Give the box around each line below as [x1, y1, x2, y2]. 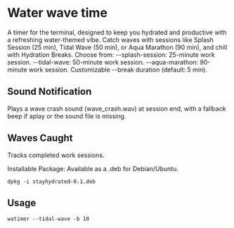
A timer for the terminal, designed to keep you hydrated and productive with [7, 28, 227, 36]
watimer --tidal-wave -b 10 [7, 215, 90, 222]
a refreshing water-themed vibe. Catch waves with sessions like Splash [7, 35, 214, 43]
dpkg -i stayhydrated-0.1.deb [7, 177, 96, 185]
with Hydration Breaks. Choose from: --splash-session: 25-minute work [7, 51, 216, 59]
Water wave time [7, 5, 108, 21]
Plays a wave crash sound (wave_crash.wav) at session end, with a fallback [7, 104, 226, 113]
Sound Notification [7, 86, 92, 98]
